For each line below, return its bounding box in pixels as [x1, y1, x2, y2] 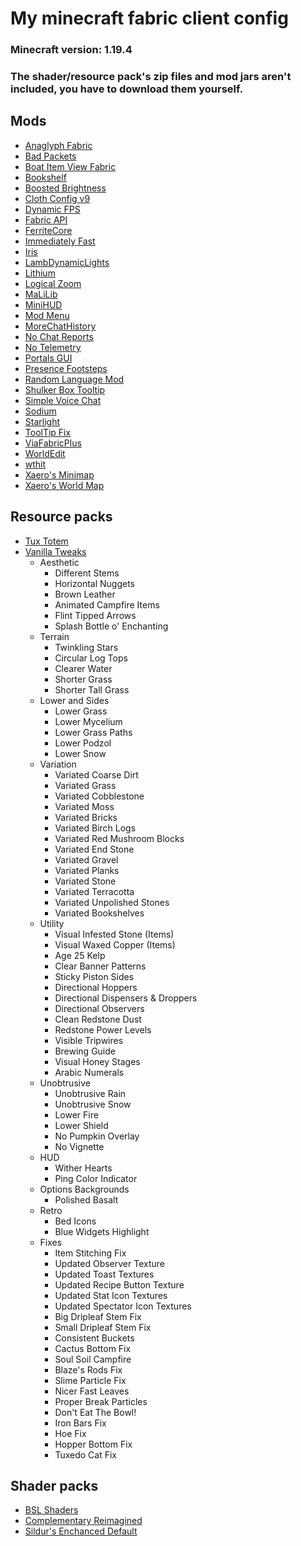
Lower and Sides [39, 694, 110, 706]
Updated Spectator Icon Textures [54, 1300, 192, 1312]
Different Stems [54, 567, 120, 579]
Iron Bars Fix [54, 1417, 107, 1429]
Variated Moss [54, 800, 115, 812]
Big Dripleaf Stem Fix [54, 1310, 142, 1322]
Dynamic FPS [24, 203, 81, 215]
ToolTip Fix [24, 426, 72, 438]
